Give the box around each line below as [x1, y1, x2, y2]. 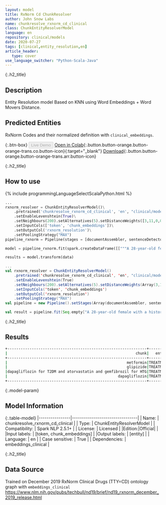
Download [103, 148, 124, 154]
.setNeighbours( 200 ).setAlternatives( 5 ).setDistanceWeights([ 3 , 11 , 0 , [14, 219, 161, 224]
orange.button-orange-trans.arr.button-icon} [5, 153, 96, 159]
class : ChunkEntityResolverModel [5, 26, 74, 31]
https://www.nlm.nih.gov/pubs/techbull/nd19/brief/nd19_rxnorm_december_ [5, 489, 159, 495]
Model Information [5, 402, 64, 410]
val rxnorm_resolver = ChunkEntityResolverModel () [5, 268, 112, 273]
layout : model [5, 7, 35, 12]
